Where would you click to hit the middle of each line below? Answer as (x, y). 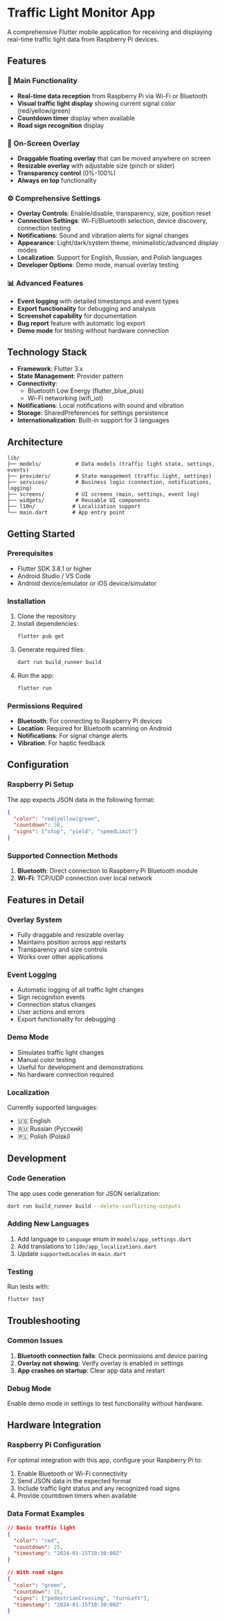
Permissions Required (45, 706)
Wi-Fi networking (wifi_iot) (65, 398)
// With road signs (35, 1573)
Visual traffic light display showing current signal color (97, 103)
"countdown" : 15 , (38, 1592)
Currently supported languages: (53, 1107)
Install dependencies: (48, 624)
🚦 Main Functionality (43, 81)
